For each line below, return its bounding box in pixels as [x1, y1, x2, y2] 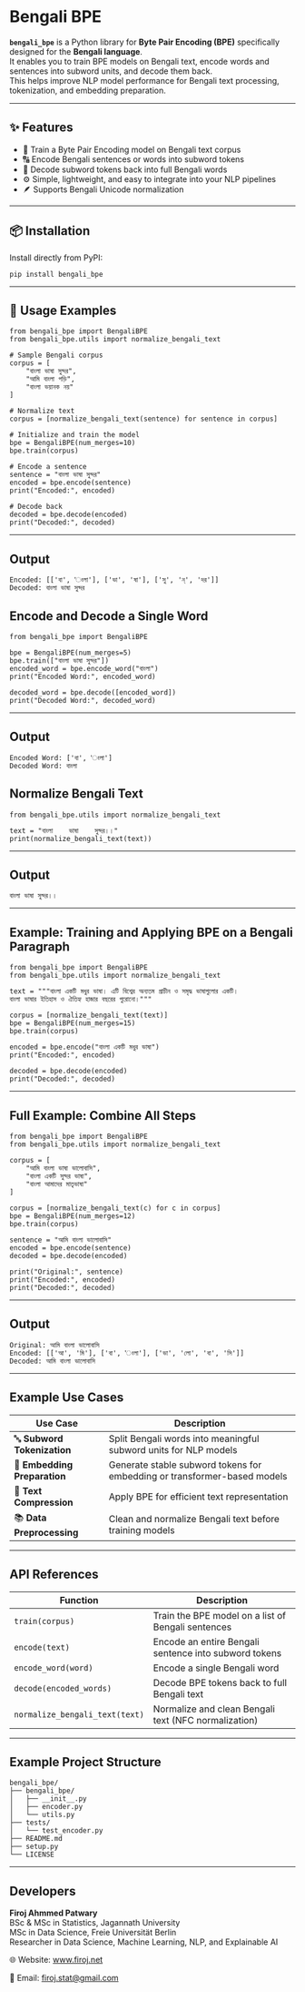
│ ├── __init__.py [9, 1794, 88, 1804]
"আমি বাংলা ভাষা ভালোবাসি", [25, 1164, 102, 1174]
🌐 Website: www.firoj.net [9, 1955, 103, 1966]
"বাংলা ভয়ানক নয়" [25, 382, 74, 392]
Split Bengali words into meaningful [108, 1432, 260, 1445]
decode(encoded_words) [14, 1682, 112, 1693]
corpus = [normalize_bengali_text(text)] [9, 1011, 169, 1021]
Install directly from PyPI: [9, 252, 103, 263]
